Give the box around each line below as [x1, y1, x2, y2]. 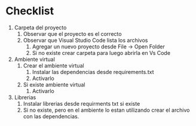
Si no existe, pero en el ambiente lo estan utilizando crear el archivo [23, 106, 190, 113]
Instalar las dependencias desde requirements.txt [32, 68, 154, 75]
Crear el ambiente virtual [23, 62, 84, 69]
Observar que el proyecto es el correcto [23, 30, 122, 37]
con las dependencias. [23, 112, 79, 120]
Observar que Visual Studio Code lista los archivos [23, 36, 148, 44]
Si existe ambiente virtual [23, 81, 85, 88]
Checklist [5, 4, 54, 18]
